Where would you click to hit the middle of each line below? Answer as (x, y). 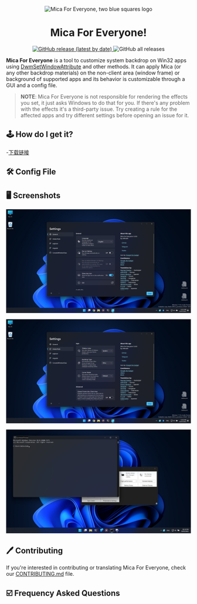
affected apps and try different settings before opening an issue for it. (105, 115)
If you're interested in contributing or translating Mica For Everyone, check (96, 568)
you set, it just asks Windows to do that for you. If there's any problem (105, 103)
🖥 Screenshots (33, 196)
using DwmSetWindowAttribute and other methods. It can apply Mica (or (94, 66)
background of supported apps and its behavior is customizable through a (96, 79)
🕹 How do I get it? (40, 135)
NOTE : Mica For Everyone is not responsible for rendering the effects (104, 96)
